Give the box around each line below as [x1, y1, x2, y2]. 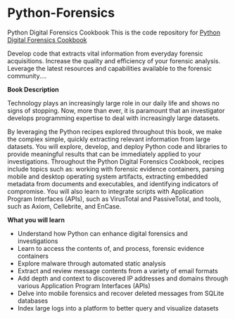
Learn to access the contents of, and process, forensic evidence [17, 244, 205, 252]
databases [17, 297, 49, 305]
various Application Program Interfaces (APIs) [17, 281, 151, 289]
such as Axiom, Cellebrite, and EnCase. [7, 202, 122, 210]
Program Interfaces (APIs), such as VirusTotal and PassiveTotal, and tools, [7, 195, 222, 203]
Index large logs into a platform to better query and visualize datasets [17, 304, 220, 312]
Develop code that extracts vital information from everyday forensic [7, 49, 203, 58]
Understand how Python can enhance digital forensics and [17, 229, 188, 237]
